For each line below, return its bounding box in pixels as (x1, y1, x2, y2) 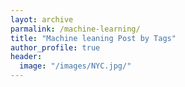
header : (10, 52, 43, 62)
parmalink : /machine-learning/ (10, 24, 141, 34)
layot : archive (10, 14, 74, 25)
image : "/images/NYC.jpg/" (19, 61, 132, 71)
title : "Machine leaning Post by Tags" (10, 33, 177, 43)
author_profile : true (10, 42, 101, 53)
